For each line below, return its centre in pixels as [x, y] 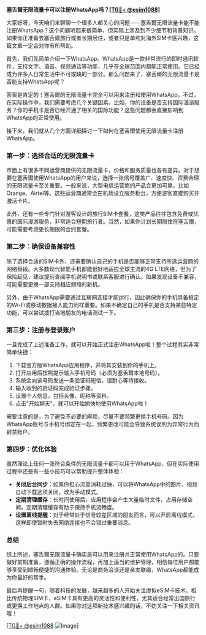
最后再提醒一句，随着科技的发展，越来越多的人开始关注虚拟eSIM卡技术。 [99, 590]
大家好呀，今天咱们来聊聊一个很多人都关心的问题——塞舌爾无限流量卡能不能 [103, 23]
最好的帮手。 [33, 577]
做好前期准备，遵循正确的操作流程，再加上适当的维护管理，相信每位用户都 [100, 562]
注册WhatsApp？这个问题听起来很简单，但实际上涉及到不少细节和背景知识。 [103, 30]
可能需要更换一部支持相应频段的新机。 [55, 284]
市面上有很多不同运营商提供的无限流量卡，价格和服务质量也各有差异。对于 [100, 170]
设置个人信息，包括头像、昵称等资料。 [63, 395]
